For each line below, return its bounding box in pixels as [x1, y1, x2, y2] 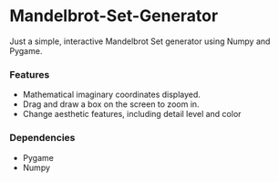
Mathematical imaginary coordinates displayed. [22, 89, 201, 101]
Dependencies [9, 132, 76, 145]
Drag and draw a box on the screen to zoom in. [22, 99, 200, 110]
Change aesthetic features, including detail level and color [22, 109, 242, 120]
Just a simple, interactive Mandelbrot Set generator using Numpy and [9, 36, 271, 47]
